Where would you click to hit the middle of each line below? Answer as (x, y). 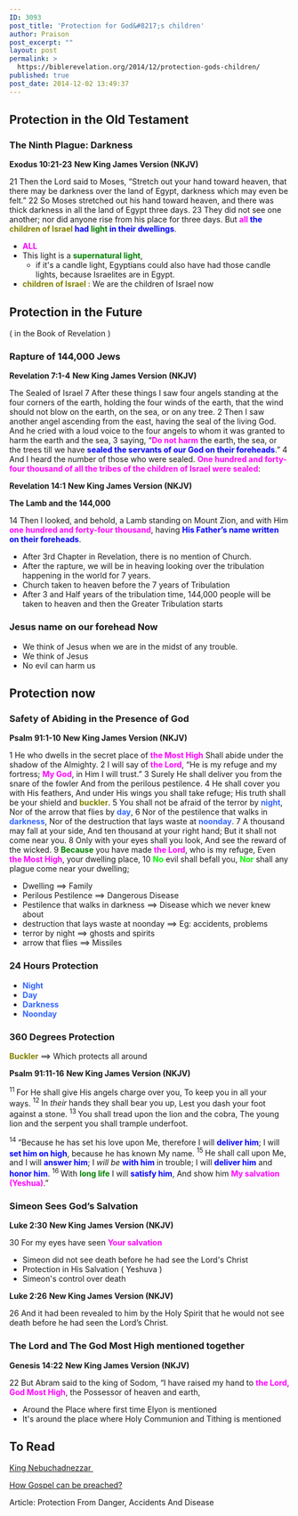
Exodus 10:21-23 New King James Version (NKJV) (104, 165)
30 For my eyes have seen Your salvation (86, 1243)
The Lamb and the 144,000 (60, 503)
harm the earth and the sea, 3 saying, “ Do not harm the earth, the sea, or (143, 441)
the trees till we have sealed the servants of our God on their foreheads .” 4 (149, 450)
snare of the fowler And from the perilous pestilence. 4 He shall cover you (145, 783)
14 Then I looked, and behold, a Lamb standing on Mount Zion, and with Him (149, 521)
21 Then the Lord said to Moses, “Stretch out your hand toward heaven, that (148, 182)
